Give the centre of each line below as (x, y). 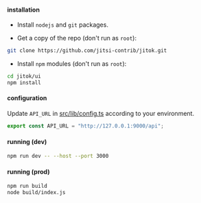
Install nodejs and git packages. (62, 25)
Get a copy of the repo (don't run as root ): (77, 38)
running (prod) (28, 171)
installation (23, 10)
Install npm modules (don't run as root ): (72, 64)
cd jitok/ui (24, 76)
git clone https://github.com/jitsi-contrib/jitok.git (87, 51)
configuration (27, 98)
